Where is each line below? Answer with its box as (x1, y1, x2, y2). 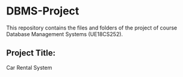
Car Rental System (6, 64, 52, 71)
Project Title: (6, 48, 56, 58)
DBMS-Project (6, 4, 79, 18)
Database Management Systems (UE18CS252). (6, 30, 123, 37)
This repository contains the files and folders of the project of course (6, 24, 178, 31)
